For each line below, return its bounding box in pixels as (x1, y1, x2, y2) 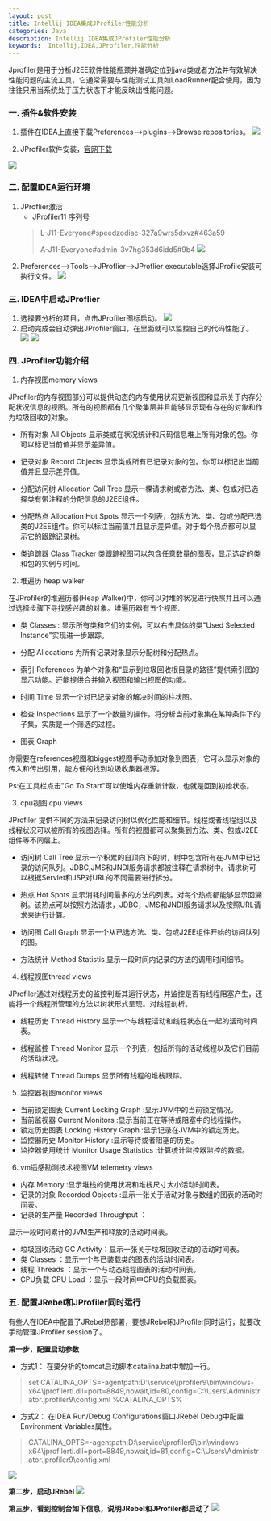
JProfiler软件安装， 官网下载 (19, 145, 113, 154)
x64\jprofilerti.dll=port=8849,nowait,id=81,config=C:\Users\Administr (27, 1446, 260, 1456)
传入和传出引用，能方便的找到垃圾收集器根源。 (8, 764, 164, 774)
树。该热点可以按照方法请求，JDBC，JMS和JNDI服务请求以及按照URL (19, 900, 254, 910)
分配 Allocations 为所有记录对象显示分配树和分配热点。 (19, 648, 203, 658)
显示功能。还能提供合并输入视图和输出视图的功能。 (19, 675, 190, 685)
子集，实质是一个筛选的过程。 (19, 720, 119, 729)
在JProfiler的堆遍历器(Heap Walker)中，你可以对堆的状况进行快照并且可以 (8, 593, 254, 603)
